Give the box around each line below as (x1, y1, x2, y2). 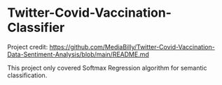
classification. (7, 71, 48, 79)
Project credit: (7, 42, 48, 51)
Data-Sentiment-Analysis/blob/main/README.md (7, 50, 149, 59)
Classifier (7, 20, 65, 36)
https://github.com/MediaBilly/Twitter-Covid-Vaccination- (49, 42, 215, 51)
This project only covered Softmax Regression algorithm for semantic (7, 63, 207, 72)
